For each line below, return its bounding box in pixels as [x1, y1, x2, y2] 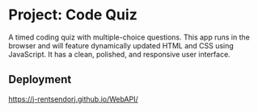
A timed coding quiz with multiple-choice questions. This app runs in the [8, 32, 251, 42]
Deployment [8, 73, 72, 86]
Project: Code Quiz [8, 6, 137, 24]
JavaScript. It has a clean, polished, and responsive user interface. [8, 49, 231, 59]
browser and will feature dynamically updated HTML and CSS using [8, 40, 235, 50]
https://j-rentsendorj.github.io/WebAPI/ [8, 94, 139, 104]
